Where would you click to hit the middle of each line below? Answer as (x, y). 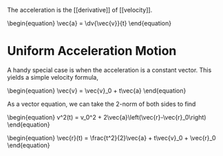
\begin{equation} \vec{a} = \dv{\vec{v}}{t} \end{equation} (89, 23)
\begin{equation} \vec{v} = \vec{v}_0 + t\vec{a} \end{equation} (97, 90)
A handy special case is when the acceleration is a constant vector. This (109, 70)
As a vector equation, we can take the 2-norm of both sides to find (102, 104)
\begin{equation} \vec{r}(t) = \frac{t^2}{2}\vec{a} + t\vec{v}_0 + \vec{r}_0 (111, 137)
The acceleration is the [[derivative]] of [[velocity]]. (80, 10)
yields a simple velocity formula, (53, 77)
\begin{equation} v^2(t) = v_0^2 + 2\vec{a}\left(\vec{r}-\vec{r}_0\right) (107, 117)
